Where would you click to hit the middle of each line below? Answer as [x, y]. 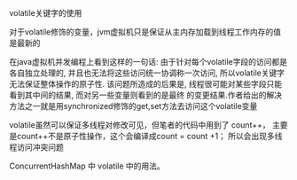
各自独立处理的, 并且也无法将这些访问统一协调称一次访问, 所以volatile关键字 [147, 73]
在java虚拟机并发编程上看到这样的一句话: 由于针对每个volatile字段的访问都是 [148, 62]
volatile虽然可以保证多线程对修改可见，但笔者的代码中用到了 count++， [140, 125]
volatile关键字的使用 [46, 13]
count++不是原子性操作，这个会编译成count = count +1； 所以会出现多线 [149, 136]
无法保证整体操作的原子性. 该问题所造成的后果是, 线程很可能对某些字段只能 [145, 84]
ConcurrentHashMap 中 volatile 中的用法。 [87, 166]
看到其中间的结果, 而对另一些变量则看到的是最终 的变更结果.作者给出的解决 [145, 95]
